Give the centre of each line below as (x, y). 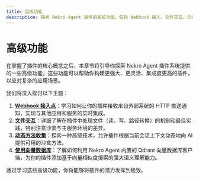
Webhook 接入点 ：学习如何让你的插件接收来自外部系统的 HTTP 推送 (98, 106)
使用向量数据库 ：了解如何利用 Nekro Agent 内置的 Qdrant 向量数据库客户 (104, 150)
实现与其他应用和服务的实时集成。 (67, 113)
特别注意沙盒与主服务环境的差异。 (67, 128)
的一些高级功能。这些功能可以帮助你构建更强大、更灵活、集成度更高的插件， (99, 73)
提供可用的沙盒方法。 (41, 143)
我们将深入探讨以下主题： (37, 93)
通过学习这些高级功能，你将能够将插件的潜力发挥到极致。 (76, 170)
